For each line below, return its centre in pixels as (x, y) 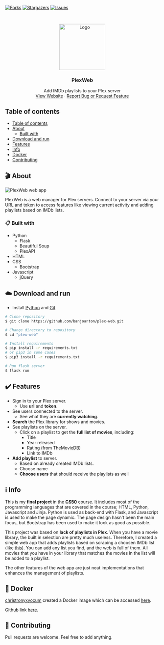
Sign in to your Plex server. (39, 401)
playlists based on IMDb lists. (35, 210)
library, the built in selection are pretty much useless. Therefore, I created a (81, 537)
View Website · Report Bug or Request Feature (82, 96)
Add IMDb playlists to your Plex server (82, 91)
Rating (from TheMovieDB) (54, 448)
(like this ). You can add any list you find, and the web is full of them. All (76, 548)
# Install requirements (29, 344)
